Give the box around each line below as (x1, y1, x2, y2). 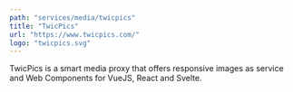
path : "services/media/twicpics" (9, 13, 136, 23)
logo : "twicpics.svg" (9, 38, 92, 48)
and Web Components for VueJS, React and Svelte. (9, 73, 202, 84)
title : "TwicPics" (9, 22, 79, 31)
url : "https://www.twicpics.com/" (9, 30, 141, 39)
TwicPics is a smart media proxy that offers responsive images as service (9, 63, 284, 74)
